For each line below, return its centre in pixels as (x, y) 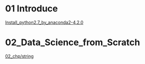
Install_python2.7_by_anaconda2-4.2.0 (44, 22)
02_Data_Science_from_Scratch (73, 42)
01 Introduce (32, 9)
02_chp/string (19, 56)
